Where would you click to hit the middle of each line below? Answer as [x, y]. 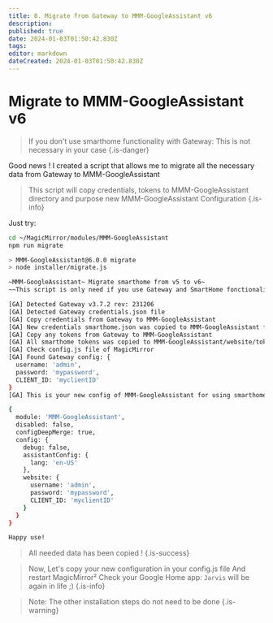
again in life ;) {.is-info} [67, 586]
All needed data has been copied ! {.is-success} [109, 553]
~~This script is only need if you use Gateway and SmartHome [116, 290]
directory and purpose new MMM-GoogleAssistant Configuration [137, 198]
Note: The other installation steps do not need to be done [124, 602]
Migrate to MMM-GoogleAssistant [126, 102]
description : [30, 24]
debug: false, [47, 448]
